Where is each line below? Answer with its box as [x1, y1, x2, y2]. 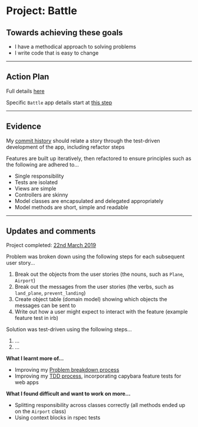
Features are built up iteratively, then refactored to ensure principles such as [6, 155, 192, 162]
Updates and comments [6, 226, 96, 236]
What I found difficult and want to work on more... [6, 390, 131, 398]
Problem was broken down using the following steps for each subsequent [6, 253, 185, 260]
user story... [6, 259, 35, 266]
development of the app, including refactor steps [6, 143, 125, 151]
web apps [14, 379, 39, 386]
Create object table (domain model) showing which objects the [14, 296, 167, 303]
